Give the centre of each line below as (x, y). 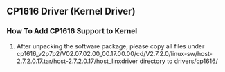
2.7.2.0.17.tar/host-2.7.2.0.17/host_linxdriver (77, 61)
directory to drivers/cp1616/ (179, 61)
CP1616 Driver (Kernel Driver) (71, 11)
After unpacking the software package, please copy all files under (110, 46)
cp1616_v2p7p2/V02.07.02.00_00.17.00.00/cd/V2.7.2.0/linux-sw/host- (114, 53)
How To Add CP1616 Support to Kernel (72, 31)
